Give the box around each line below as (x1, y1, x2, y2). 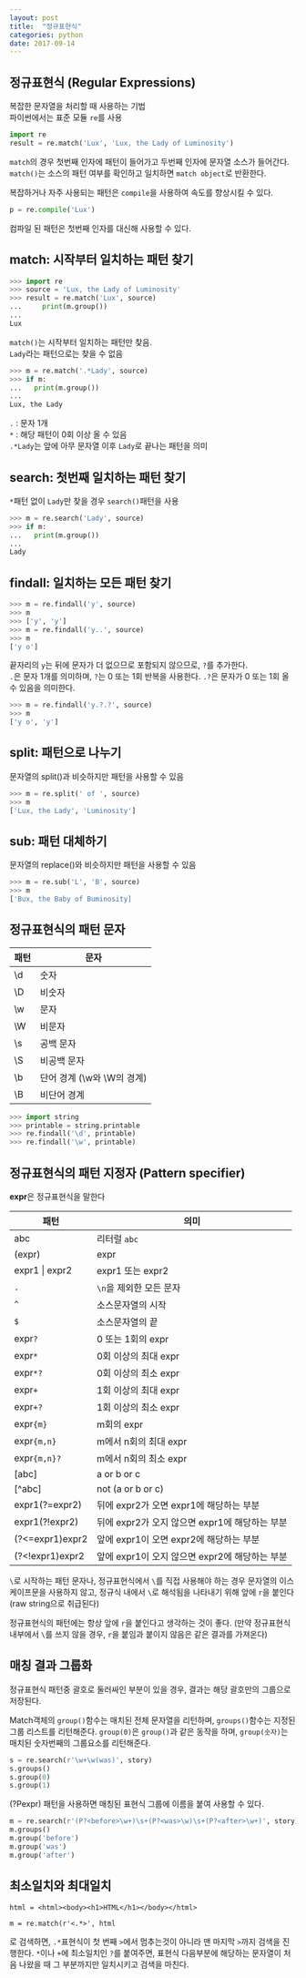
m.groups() (9, 1825, 51, 1835)
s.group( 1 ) (9, 1781, 51, 1790)
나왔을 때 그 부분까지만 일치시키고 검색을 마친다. (18, 1959, 189, 1970)
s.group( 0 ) (9, 1772, 51, 1781)
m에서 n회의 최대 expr (97, 1435, 188, 1448)
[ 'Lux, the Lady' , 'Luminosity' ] (9, 806, 137, 815)
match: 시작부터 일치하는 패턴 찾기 (9, 252, 194, 268)
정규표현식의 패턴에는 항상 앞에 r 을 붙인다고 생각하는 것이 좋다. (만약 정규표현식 (9, 1617, 291, 1628)
